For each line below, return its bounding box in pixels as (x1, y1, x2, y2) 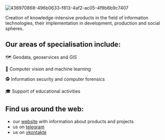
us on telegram (12, 124, 45, 130)
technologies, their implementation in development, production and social (5, 20, 160, 26)
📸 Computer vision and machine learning (5, 66, 91, 72)
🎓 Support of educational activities (5, 88, 81, 94)
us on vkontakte (12, 129, 47, 135)
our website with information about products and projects (12, 118, 134, 124)
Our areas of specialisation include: (5, 40, 121, 49)
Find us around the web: (5, 105, 84, 114)
